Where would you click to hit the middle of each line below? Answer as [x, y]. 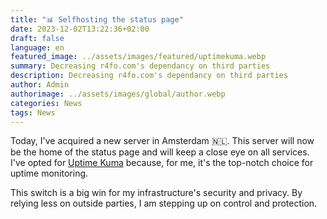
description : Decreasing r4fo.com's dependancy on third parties [149, 76]
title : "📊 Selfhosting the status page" [97, 19]
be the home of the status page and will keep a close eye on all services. [160, 152]
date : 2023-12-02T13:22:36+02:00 [80, 29]
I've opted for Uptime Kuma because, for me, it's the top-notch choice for [162, 163]
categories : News [46, 103]
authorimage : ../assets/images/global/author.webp [118, 94]
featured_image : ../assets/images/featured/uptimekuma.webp [138, 57]
